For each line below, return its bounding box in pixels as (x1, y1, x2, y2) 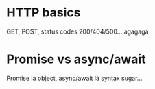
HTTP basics (6, 5, 81, 21)
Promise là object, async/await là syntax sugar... (6, 74, 143, 82)
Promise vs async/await (6, 51, 146, 67)
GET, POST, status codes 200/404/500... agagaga (6, 27, 149, 36)
